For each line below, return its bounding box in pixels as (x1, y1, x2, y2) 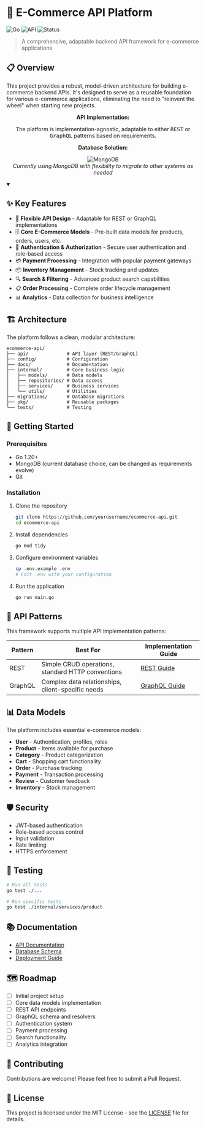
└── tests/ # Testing (6, 405, 92, 411)
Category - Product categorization (15, 751, 104, 759)
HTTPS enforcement (15, 848, 67, 855)
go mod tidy (15, 543, 46, 549)
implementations (15, 221, 58, 229)
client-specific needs (41, 685, 104, 694)
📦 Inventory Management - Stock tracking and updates (15, 266, 159, 273)
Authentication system (15, 1020, 72, 1027)
